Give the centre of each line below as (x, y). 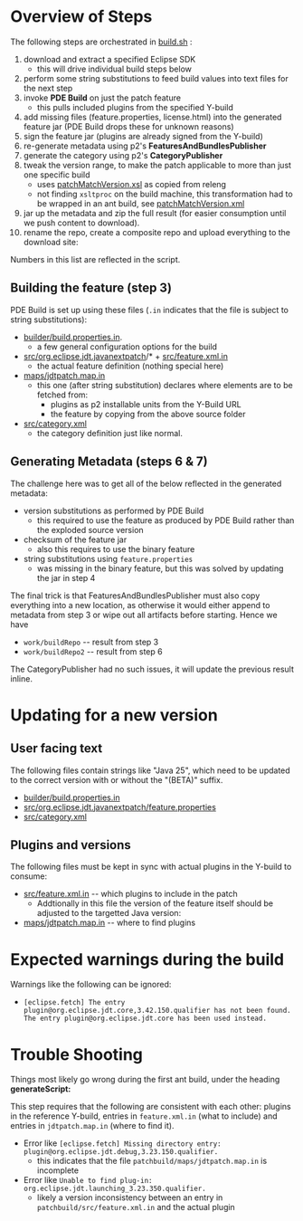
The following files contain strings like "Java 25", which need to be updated (150, 770)
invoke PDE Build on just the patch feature (102, 98)
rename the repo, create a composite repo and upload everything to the (157, 232)
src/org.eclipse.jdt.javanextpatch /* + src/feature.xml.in (126, 356)
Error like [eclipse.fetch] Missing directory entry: (122, 1143)
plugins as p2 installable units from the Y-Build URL (146, 404)
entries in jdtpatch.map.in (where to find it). (92, 1126)
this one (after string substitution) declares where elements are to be (165, 385)
